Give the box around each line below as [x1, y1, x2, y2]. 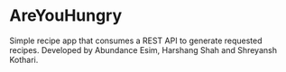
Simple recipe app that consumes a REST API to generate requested [9, 35, 263, 46]
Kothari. [9, 54, 39, 65]
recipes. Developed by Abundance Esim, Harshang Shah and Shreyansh [9, 44, 278, 55]
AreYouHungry [9, 5, 123, 26]
